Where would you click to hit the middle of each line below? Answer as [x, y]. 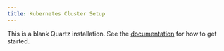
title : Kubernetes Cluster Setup [56, 14]
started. [19, 41]
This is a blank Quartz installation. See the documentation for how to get [112, 34]
